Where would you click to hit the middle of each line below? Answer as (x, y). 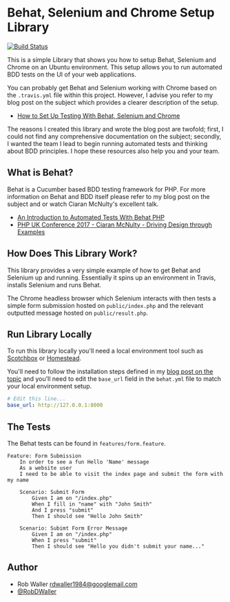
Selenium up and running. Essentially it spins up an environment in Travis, (112, 278)
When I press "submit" (64, 540)
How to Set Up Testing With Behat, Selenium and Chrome (98, 116)
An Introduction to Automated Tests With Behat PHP (91, 217)
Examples (31, 231)
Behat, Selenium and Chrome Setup (111, 13)
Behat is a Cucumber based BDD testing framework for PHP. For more (106, 189)
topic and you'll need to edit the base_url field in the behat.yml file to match (114, 379)
